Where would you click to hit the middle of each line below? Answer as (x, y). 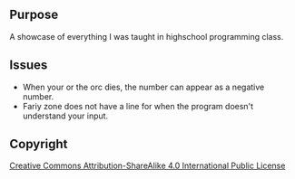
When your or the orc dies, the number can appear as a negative (143, 87)
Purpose (34, 15)
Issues (29, 66)
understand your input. (65, 116)
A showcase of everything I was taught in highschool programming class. (147, 36)
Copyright (39, 144)
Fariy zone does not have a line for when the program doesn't (138, 106)
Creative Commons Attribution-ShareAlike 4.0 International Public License (147, 165)
